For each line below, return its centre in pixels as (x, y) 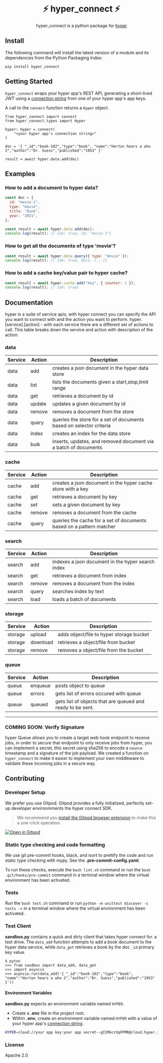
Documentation (29, 302)
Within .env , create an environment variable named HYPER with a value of (85, 1018)
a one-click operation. (39, 822)
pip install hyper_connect (32, 66)
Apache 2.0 (16, 1055)
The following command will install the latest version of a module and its (77, 52)
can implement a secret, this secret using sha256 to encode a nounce (74, 748)
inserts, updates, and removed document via (103, 441)
